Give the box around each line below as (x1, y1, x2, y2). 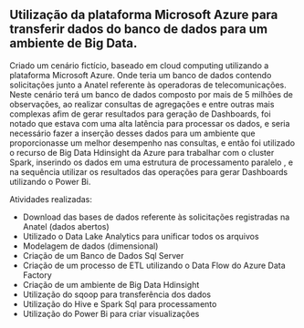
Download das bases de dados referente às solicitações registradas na (22, 211, 290, 222)
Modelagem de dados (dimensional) (22, 241, 159, 251)
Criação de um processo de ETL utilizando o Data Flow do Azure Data (22, 260, 286, 271)
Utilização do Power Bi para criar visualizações (22, 308, 200, 319)
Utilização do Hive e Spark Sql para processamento (22, 298, 217, 309)
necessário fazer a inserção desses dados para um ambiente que (9, 128, 256, 138)
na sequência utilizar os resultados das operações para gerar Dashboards (9, 166, 288, 177)
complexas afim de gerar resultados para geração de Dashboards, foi (9, 108, 271, 119)
